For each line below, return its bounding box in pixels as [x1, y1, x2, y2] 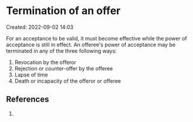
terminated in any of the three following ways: [6, 47, 117, 54]
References [6, 94, 49, 104]
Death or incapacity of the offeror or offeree [14, 77, 121, 84]
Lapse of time [14, 71, 48, 78]
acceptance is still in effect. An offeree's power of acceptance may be [6, 41, 176, 48]
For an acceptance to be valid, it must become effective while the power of [6, 35, 187, 42]
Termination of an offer [6, 4, 121, 18]
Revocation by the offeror [14, 59, 76, 66]
